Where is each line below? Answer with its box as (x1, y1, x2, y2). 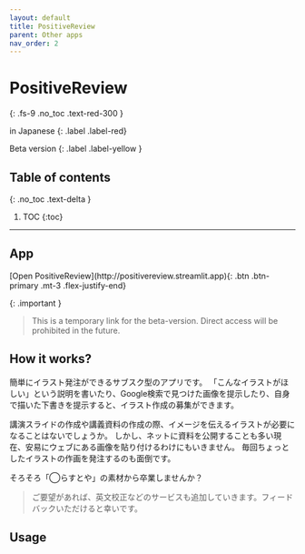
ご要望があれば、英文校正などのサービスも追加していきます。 (31, 491, 261, 502)
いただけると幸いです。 (55, 502, 143, 514)
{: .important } (9, 297, 62, 308)
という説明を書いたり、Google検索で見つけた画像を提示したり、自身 (33, 388, 290, 398)
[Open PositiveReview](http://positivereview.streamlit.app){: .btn (9, 270, 250, 281)
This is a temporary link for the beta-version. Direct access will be (31, 315, 279, 326)
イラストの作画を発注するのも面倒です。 (25, 452, 176, 464)
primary (9, 279, 39, 291)
